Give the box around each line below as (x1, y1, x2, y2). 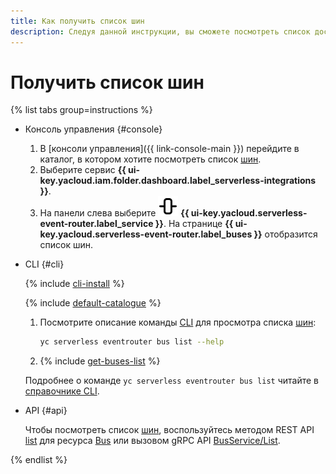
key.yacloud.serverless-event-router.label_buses (39, 228, 253, 240)
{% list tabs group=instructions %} (10, 104, 153, 116)
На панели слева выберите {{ (39, 207, 190, 219)
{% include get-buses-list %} (39, 355, 161, 367)
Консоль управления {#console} (24, 123, 163, 135)
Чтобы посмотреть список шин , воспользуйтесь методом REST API (24, 424, 315, 436)
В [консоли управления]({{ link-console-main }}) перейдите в (39, 143, 300, 155)
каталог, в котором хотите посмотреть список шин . (39, 153, 262, 165)
